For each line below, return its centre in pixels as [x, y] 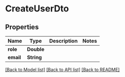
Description [63, 41]
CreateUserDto [37, 9]
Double [35, 49]
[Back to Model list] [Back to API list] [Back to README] [62, 70]
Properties [22, 27]
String [34, 57]
